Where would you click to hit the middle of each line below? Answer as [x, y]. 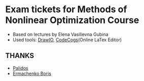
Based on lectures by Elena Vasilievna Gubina [60, 34]
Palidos [20, 68]
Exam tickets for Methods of [66, 9]
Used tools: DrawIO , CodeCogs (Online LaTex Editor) [67, 40]
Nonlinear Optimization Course [72, 20]
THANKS [20, 56]
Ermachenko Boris [32, 73]
